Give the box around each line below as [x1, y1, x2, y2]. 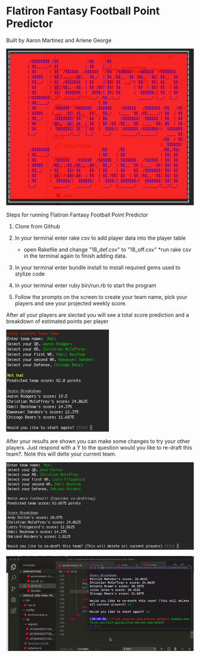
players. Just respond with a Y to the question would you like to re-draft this [6, 444, 192, 451]
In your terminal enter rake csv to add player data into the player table [14, 234, 186, 242]
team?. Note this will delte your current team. [6, 450, 117, 457]
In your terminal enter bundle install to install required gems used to [14, 264, 180, 271]
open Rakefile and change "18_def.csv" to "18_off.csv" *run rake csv [23, 246, 192, 253]
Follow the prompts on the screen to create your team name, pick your [14, 293, 187, 300]
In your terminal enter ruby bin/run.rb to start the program [14, 282, 157, 289]
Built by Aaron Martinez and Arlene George [6, 36, 112, 44]
